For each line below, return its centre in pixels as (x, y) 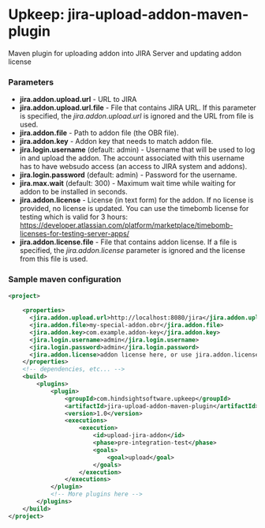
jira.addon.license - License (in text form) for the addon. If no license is (136, 200)
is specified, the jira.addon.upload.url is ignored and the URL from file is (136, 116)
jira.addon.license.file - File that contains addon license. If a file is (128, 242)
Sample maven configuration (65, 280)
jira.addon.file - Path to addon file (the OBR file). (99, 133)
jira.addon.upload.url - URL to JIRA (78, 100)
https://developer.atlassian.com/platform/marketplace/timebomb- (126, 225)
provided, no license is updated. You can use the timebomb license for (134, 209)
